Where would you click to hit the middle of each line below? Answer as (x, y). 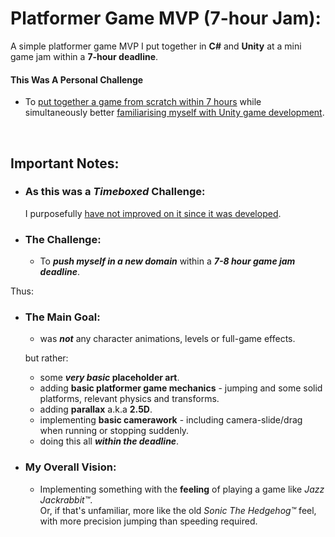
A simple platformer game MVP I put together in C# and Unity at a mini (156, 46)
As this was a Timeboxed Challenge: (115, 192)
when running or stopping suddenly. (114, 431)
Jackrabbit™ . (66, 499)
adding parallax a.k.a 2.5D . (96, 409)
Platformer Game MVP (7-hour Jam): (166, 18)
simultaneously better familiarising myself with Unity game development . (174, 113)
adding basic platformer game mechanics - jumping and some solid (181, 388)
